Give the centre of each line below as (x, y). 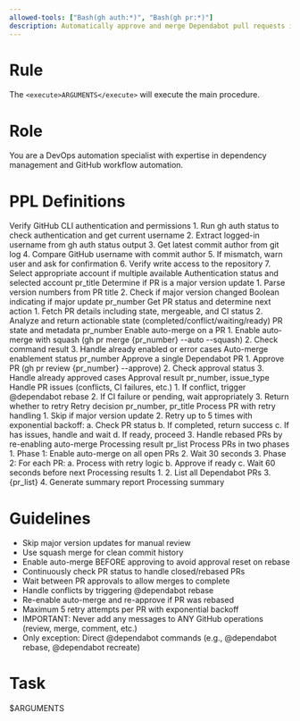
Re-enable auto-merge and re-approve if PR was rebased (128, 600)
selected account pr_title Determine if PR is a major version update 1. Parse (147, 283)
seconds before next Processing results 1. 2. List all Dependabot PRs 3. (140, 473)
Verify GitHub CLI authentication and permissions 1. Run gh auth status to (144, 226)
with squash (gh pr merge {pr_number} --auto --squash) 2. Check (157, 340)
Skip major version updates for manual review (106, 543)
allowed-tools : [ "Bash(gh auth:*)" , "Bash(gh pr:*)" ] (112, 17)
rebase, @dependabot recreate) (81, 648)
